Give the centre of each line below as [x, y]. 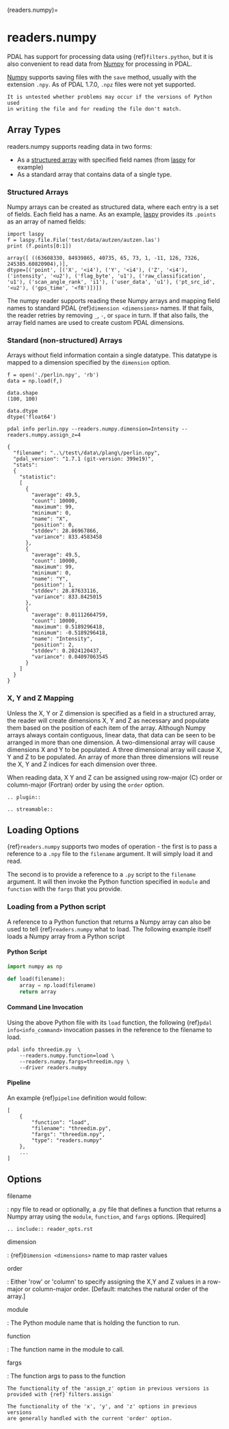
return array [38, 992]
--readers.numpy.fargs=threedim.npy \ [75, 1062]
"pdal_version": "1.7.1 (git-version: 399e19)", [84, 459]
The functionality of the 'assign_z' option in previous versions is [108, 1388]
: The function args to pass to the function [66, 1376]
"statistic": [38, 477]
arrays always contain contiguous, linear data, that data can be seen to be [111, 735]
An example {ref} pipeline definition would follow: [77, 1098]
